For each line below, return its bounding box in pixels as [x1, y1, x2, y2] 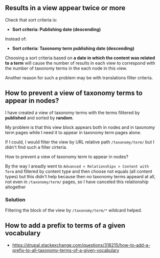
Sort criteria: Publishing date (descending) [12, 26, 101, 32]
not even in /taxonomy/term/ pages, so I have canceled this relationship [5, 179, 149, 185]
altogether [5, 184, 26, 190]
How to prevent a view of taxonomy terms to [5, 89, 143, 97]
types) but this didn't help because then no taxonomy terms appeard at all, [5, 173, 156, 179]
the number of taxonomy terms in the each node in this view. [5, 65, 127, 71]
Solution [5, 196, 26, 203]
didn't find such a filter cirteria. [5, 144, 68, 150]
